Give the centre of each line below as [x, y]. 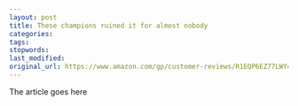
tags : [19, 42]
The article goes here [48, 91]
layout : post [33, 17]
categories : [31, 34]
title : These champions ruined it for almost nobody [109, 26]
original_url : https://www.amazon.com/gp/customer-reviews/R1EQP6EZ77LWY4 [150, 67]
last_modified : [37, 58]
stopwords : [29, 50]
